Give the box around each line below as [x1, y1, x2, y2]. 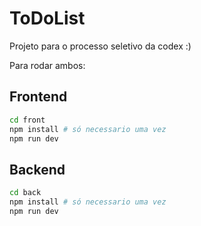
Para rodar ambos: [9, 59, 86, 71]
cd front [9, 115, 46, 125]
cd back [9, 188, 42, 198]
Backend [9, 161, 66, 178]
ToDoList [9, 7, 86, 30]
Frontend [9, 88, 68, 106]
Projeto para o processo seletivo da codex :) [9, 40, 192, 52]
